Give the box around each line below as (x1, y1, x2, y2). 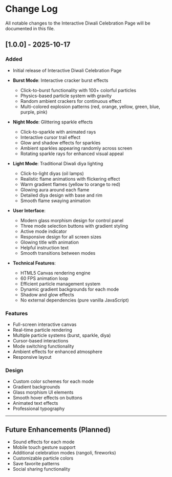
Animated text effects (12, 400, 58, 406)
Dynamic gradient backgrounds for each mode (20, 286, 119, 292)
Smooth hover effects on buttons (12, 395, 83, 401)
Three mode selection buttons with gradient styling (20, 223, 128, 229)
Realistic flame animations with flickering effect (20, 176, 120, 182)
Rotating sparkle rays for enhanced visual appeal (20, 150, 124, 157)
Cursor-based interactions (12, 337, 69, 343)
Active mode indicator (20, 228, 67, 234)
